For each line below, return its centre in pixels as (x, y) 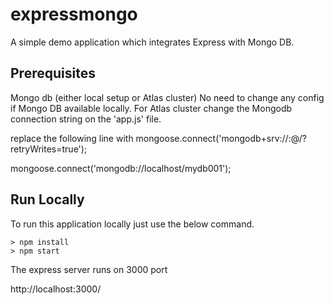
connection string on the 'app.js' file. (86, 119)
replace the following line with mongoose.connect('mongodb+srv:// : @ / (156, 138)
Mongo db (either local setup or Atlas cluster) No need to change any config (167, 97)
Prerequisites (53, 73)
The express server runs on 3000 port (89, 269)
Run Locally (47, 199)
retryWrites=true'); (49, 149)
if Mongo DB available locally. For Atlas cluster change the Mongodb (151, 108)
